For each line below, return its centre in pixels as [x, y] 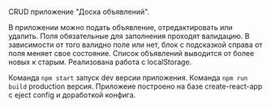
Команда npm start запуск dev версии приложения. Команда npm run [128, 78]
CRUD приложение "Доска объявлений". [79, 12]
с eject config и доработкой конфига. [72, 95]
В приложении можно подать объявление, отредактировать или [120, 27]
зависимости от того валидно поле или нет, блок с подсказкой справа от [135, 45]
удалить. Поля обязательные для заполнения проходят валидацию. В [129, 36]
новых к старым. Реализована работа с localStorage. [100, 62]
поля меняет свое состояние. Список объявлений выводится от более [131, 53]
